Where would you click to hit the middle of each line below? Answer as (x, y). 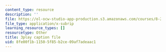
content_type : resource (30, 10)
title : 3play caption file (33, 38)
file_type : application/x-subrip (40, 24)
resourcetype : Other (26, 33)
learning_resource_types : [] (35, 28)
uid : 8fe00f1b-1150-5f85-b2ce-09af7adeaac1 (51, 42)
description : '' (22, 14)
